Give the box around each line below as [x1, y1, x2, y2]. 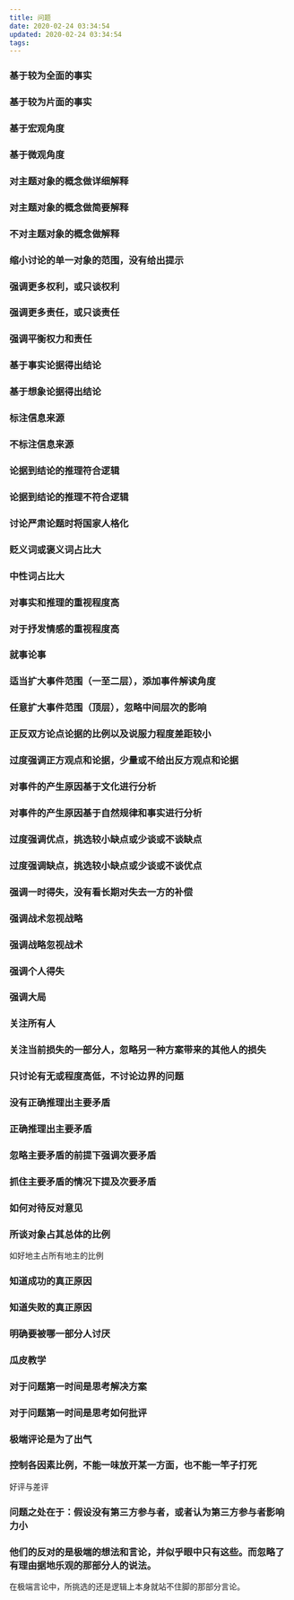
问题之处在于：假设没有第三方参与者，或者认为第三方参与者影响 [9, 1506, 285, 1518]
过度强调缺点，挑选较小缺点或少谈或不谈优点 [9, 859, 203, 872]
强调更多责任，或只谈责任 [9, 306, 120, 319]
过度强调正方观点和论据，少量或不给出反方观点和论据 [9, 754, 239, 767]
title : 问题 [9, 13, 51, 22]
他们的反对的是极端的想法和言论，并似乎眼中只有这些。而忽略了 [9, 1545, 285, 1558]
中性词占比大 [9, 569, 65, 582]
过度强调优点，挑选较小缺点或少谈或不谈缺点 [9, 832, 203, 845]
